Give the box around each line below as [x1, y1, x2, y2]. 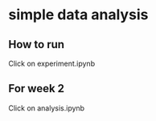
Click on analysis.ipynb [8, 103, 85, 113]
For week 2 [8, 82, 65, 95]
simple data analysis [8, 6, 149, 24]
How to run [8, 38, 65, 51]
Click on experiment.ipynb [8, 58, 95, 68]
